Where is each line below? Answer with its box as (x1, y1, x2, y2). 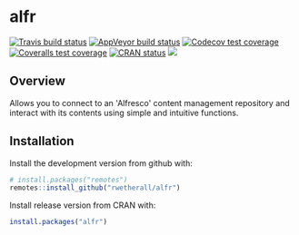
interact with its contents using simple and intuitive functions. (9, 107, 239, 118)
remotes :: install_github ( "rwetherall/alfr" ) (9, 183, 181, 192)
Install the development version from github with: (9, 157, 193, 169)
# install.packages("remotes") (9, 175, 128, 184)
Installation (9, 133, 75, 149)
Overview (9, 73, 66, 89)
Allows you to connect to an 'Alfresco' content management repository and (9, 97, 291, 108)
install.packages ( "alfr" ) (9, 218, 107, 227)
